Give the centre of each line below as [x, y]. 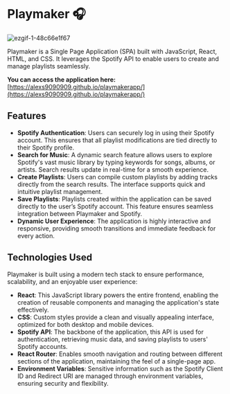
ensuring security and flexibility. [63, 383]
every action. [36, 235]
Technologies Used [50, 258]
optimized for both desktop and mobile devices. [85, 324]
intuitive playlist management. [60, 191]
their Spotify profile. [46, 147]
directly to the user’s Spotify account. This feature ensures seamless [115, 206]
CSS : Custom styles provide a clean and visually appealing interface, [116, 317]
